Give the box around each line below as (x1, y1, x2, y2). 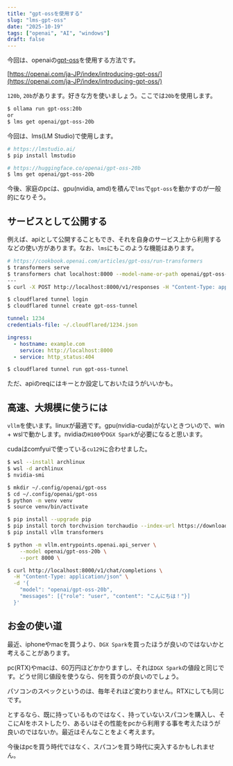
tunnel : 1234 (7, 315, 45, 322)
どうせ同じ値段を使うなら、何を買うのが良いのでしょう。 (18, 672, 182, 681)
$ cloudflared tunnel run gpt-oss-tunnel (7, 366, 129, 373)
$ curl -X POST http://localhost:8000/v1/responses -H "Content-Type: (7, 283, 216, 290)
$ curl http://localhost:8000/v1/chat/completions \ (7, 567, 163, 574)
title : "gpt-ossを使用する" (7, 10, 83, 17)
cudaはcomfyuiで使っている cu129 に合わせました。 (7, 445, 151, 453)
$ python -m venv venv (7, 497, 73, 504)
